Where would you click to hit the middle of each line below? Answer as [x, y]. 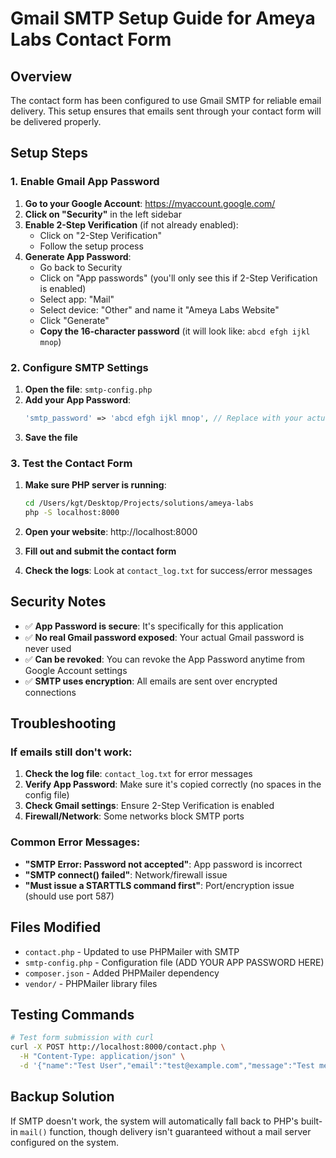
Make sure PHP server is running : [95, 485]
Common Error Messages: [75, 842]
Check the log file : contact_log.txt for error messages [138, 774]
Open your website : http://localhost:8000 [111, 531]
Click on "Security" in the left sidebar [103, 214]
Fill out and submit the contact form [100, 551]
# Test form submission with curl [82, 1038]
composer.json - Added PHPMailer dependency [122, 973]
